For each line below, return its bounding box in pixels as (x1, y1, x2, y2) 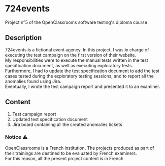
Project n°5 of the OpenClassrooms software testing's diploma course (5, 19, 148, 25)
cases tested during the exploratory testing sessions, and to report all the (5, 73, 154, 79)
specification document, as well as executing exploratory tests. (5, 62, 133, 68)
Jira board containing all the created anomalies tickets (12, 122, 122, 127)
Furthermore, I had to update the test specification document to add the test (5, 68, 160, 74)
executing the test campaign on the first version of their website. (5, 52, 136, 58)
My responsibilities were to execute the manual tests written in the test (5, 57, 149, 63)
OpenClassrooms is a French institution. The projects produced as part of (5, 145, 154, 151)
